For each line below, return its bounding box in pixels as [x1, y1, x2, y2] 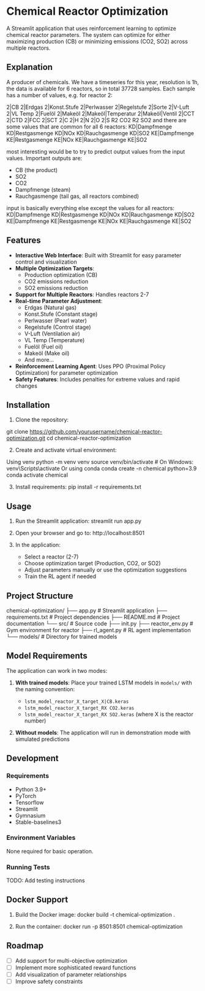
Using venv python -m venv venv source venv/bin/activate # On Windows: [6, 458, 194, 466]
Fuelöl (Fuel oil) [24, 343, 63, 350]
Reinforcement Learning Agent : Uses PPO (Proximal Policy [15, 362, 166, 370]
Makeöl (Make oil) [24, 349, 70, 357]
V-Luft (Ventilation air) [24, 330, 81, 337]
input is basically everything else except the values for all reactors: [6, 204, 174, 211]
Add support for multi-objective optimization [15, 957, 127, 964]
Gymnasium [15, 812, 46, 819]
